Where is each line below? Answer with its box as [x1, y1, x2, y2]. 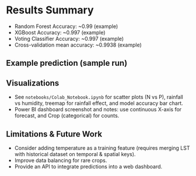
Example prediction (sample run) [6, 58, 128, 68]
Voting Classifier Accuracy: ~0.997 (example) [14, 35, 124, 42]
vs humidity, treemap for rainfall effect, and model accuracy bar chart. [14, 100, 183, 107]
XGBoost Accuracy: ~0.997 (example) [14, 29, 106, 36]
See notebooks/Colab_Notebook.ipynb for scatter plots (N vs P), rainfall [14, 94, 184, 101]
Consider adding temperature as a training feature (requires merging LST [14, 144, 190, 152]
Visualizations [6, 78, 60, 88]
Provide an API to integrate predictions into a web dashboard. [14, 163, 163, 170]
